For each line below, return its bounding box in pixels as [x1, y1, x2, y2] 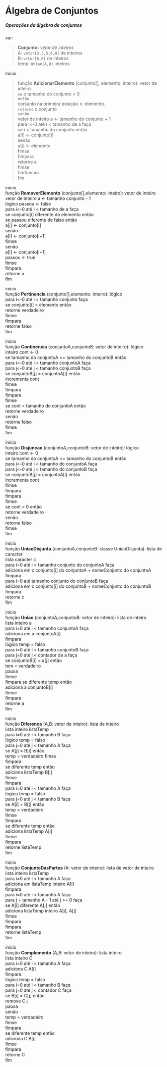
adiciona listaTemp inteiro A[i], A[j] [5, 908, 77, 914]
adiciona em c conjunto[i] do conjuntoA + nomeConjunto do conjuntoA [5, 567, 151, 573]
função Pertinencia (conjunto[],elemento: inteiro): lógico [5, 291, 123, 297]
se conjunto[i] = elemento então [5, 302, 72, 308]
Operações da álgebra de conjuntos [5, 22, 82, 28]
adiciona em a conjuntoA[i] [5, 631, 61, 637]
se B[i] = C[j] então [5, 993, 45, 999]
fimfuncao [17, 170, 39, 176]
